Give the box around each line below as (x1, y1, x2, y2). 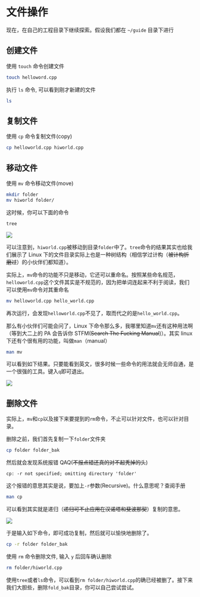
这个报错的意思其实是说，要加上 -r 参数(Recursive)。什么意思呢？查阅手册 (6, 482, 186, 490)
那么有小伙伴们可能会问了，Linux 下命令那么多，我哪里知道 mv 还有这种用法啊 (6, 322, 193, 329)
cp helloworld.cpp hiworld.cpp (6, 144, 84, 151)
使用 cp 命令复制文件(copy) (6, 133, 73, 140)
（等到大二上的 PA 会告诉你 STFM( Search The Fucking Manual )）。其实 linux (6, 330, 193, 337)
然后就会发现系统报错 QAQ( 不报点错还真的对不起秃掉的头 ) (6, 459, 148, 466)
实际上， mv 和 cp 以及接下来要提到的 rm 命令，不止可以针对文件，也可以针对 (6, 416, 184, 423)
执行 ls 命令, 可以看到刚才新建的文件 (6, 86, 96, 93)
